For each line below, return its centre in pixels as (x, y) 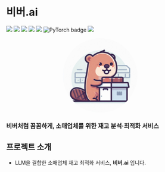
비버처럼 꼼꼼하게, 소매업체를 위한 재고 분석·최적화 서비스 (82, 126)
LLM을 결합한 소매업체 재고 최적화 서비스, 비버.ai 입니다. (80, 162)
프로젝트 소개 (29, 147)
